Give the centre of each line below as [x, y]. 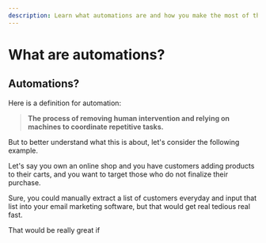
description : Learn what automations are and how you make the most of [129, 15]
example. [23, 150]
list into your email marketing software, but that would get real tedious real [129, 206]
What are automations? [87, 54]
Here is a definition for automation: [65, 103]
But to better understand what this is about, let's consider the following [124, 142]
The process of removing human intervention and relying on [129, 118]
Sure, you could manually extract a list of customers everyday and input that [133, 198]
